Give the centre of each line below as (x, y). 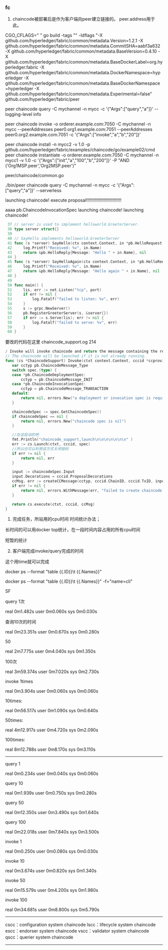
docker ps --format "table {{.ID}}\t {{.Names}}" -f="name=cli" (69, 581)
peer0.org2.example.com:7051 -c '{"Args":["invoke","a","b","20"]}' (73, 135)
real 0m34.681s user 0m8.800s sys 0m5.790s (52, 910)
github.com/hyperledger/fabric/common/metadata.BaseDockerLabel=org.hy (84, 62)
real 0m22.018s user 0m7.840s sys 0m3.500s (52, 832)
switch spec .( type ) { (34, 370)
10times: (14, 701)
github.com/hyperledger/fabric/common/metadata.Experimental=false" (79, 94)
